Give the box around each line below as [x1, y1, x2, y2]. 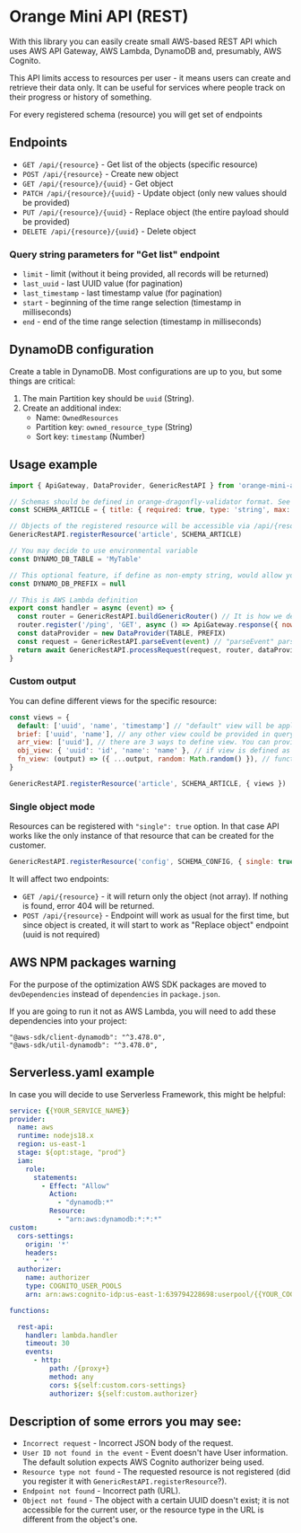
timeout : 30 [25, 1339, 70, 1348]
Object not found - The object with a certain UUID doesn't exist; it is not [21, 1495, 289, 1506]
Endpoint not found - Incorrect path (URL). [21, 1485, 181, 1496]
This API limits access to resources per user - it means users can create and [9, 72, 291, 83]
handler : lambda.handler [25, 1331, 118, 1340]
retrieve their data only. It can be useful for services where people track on [9, 82, 286, 93]
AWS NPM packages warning [9, 955, 176, 971]
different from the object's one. [21, 1514, 138, 1525]
